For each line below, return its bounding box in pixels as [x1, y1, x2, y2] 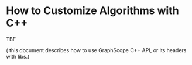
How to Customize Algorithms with [6, 4, 180, 17]
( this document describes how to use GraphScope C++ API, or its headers [6, 46, 187, 53]
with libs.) [6, 53, 30, 60]
